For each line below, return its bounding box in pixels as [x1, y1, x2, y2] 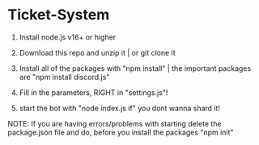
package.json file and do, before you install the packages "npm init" [7, 127, 234, 137]
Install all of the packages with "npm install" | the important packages [19, 63, 252, 73]
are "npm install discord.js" [19, 72, 110, 81]
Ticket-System [7, 6, 110, 24]
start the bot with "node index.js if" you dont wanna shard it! [19, 103, 220, 113]
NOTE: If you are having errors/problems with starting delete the [7, 118, 222, 128]
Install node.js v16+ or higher [19, 32, 117, 42]
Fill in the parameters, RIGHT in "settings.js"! [19, 87, 168, 97]
